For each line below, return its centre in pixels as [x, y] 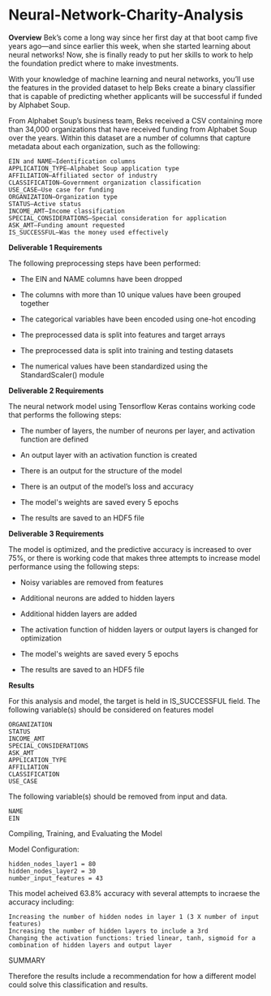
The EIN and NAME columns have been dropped [101, 278]
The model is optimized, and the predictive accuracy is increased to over [130, 549]
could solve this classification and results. [78, 985]
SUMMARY [27, 960]
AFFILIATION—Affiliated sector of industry [83, 175]
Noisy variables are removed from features [92, 582]
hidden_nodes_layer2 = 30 [52, 871]
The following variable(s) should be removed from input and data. [118, 796]
